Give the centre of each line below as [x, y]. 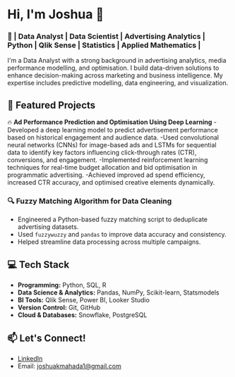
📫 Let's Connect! [47, 338]
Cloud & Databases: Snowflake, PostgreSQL [82, 315]
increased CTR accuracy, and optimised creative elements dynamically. [111, 183]
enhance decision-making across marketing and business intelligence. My [115, 75]
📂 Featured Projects [52, 105]
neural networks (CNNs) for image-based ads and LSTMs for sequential [112, 145]
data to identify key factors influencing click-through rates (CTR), [102, 153]
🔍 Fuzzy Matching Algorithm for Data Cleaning [90, 202]
